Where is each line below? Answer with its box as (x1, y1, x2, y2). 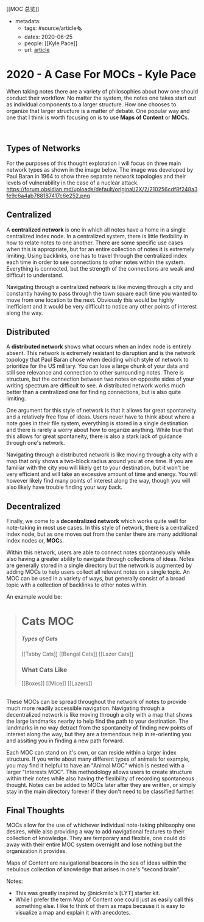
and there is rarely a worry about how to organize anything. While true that (6, 426, 194, 434)
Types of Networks (6, 143, 80, 154)
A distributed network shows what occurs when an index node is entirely (6, 343, 192, 350)
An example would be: (6, 593, 63, 601)
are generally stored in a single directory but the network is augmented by (6, 562, 192, 569)
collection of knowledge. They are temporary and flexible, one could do (6, 835, 186, 842)
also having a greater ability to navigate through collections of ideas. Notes (6, 555, 195, 563)
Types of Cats (21, 635, 58, 642)
